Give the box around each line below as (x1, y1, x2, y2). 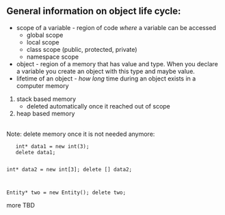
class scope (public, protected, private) (26, 45, 137, 53)
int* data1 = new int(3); (15, 143, 90, 149)
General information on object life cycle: (6, 5, 181, 17)
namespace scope (26, 53, 79, 61)
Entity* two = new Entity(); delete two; (6, 189, 127, 196)
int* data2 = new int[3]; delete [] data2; (6, 166, 133, 173)
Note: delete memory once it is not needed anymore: (6, 130, 155, 138)
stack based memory (16, 95, 77, 103)
